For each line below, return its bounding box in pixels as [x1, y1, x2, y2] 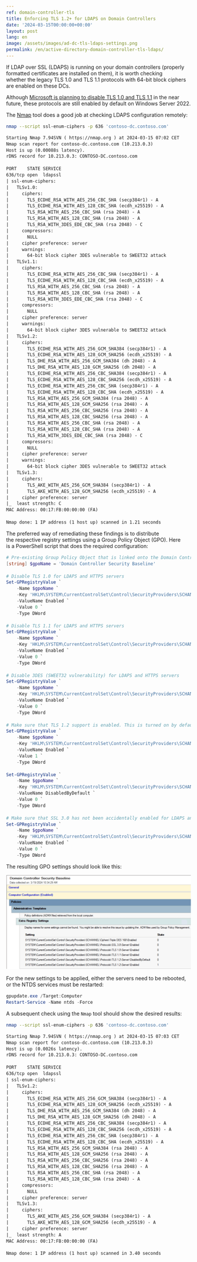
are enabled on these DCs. [6, 82, 70, 89]
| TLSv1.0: [6, 184, 38, 191]
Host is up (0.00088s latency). [6, 147, 85, 153]
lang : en [6, 34, 28, 41]
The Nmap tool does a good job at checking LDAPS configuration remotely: [6, 111, 188, 118]
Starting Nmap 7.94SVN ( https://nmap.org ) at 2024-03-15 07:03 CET [6, 1033, 180, 1039]
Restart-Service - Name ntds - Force [6, 1000, 93, 1006]
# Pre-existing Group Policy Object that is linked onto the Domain [6, 555, 177, 560]
